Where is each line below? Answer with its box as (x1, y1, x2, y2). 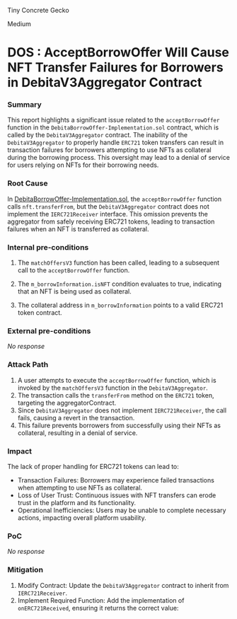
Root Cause (7, 178, 48, 188)
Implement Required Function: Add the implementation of (17, 596, 185, 604)
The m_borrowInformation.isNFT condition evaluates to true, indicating (17, 279, 221, 289)
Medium (7, 20, 32, 28)
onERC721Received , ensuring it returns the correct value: (17, 603, 179, 612)
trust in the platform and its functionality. (17, 498, 137, 507)
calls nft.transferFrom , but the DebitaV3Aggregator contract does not (7, 202, 210, 211)
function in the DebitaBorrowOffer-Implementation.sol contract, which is (7, 123, 219, 132)
